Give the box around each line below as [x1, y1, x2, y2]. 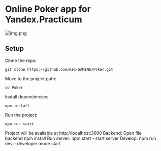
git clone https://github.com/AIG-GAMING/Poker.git [5, 67, 113, 72]
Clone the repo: [5, 58, 37, 63]
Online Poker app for [5, 3, 91, 15]
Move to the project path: [5, 75, 57, 82]
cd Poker [5, 85, 23, 90]
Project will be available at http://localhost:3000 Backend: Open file [5, 130, 142, 136]
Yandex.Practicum [5, 14, 82, 25]
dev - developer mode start [5, 140, 61, 146]
